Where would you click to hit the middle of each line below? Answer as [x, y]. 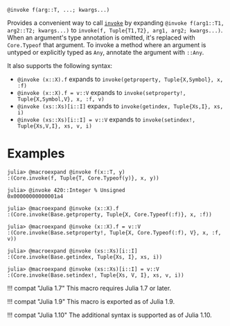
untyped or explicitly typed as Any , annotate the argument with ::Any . [106, 52]
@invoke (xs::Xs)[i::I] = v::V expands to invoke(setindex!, [106, 119]
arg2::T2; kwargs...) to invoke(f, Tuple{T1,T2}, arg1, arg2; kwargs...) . [115, 30]
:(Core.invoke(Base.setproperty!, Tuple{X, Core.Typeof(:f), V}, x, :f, [114, 232]
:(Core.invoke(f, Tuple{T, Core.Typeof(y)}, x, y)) [83, 178]
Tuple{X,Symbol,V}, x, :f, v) [61, 99]
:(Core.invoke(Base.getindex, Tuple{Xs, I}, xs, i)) [85, 257]
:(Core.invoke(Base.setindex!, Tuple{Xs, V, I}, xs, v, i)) [96, 275]
